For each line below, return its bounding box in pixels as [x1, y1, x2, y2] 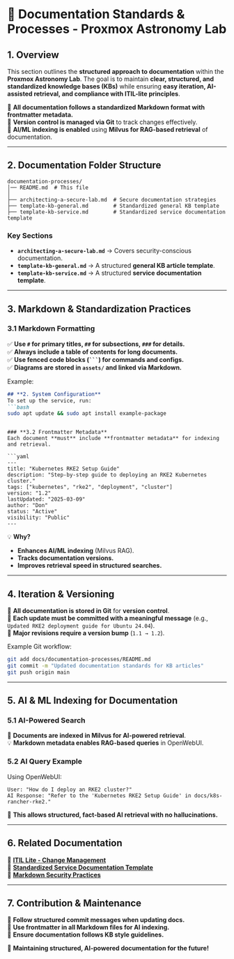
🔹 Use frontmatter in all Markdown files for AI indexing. [7, 923, 170, 932]
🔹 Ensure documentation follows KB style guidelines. [7, 930, 164, 939]
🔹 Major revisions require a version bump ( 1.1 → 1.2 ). [7, 629, 165, 637]
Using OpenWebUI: [7, 772, 63, 780]
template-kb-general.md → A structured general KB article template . [17, 262, 215, 270]
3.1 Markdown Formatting [7, 324, 95, 333]
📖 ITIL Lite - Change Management [7, 856, 107, 864]
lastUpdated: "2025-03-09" [7, 496, 86, 503]
